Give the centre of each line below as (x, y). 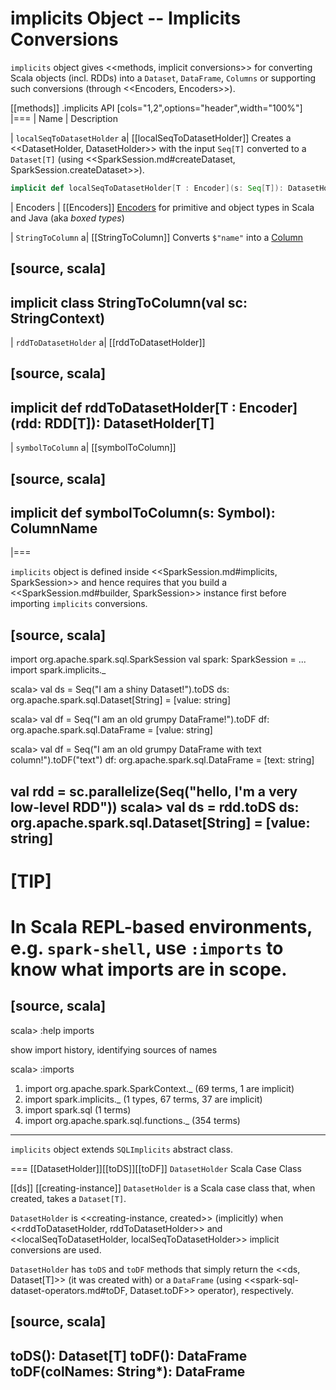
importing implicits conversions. (79, 604)
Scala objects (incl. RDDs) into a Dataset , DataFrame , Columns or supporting (163, 78)
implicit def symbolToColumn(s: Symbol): (143, 513)
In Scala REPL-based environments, (161, 927)
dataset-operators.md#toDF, (69, 1290)
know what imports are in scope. (149, 969)
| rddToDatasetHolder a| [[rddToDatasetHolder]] (108, 343)
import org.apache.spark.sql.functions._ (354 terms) (132, 1120)
